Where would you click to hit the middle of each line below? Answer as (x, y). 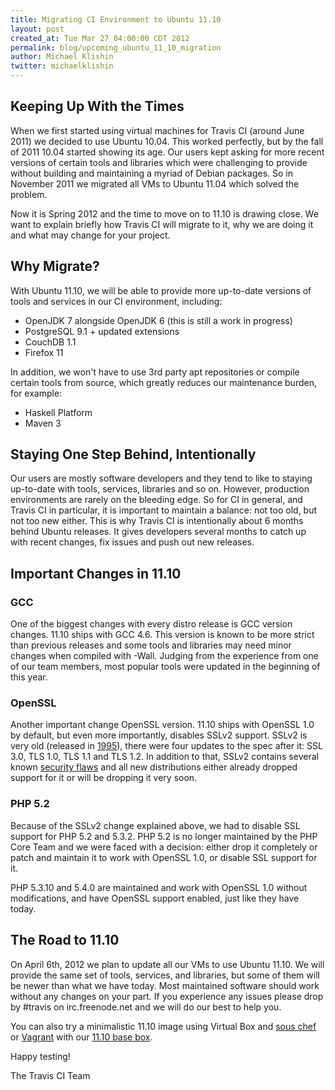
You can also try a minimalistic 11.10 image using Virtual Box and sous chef (163, 1026)
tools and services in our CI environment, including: (116, 301)
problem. (29, 194)
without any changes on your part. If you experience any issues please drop (167, 996)
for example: (36, 393)
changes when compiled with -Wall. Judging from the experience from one (164, 656)
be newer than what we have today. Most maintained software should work (165, 985)
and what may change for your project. (90, 235)
